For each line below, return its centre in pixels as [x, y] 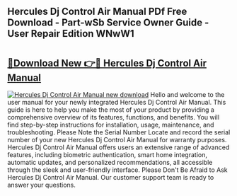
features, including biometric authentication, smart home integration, [107, 155]
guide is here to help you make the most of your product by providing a [111, 110]
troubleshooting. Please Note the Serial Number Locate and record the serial [119, 132]
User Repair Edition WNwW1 [71, 34]
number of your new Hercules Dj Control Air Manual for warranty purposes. [117, 140]
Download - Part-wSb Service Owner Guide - [108, 23]
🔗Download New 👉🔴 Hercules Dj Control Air [107, 63]
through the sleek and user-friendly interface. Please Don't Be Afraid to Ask [117, 170]
